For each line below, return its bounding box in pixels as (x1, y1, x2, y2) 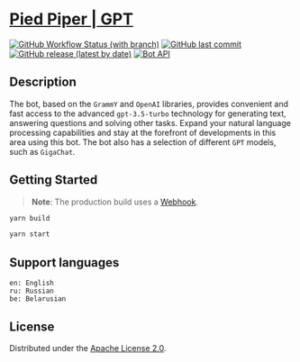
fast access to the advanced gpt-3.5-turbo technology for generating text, (9, 108, 286, 119)
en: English (9, 279, 54, 288)
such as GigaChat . (9, 146, 76, 157)
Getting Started (9, 172, 98, 188)
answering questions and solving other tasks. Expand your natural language (9, 117, 291, 128)
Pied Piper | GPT (9, 9, 133, 30)
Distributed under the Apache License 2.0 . (9, 342, 167, 353)
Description (9, 75, 77, 90)
